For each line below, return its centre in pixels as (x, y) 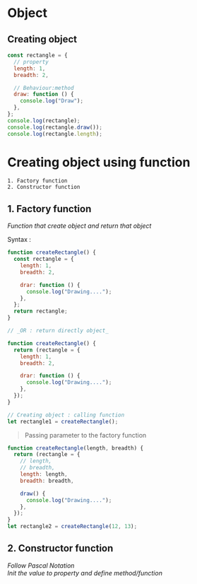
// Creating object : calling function (66, 415)
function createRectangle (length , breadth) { (75, 448)
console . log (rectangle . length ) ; (55, 134)
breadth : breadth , (47, 481)
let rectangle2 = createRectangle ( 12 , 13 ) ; (72, 527)
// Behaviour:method (44, 88)
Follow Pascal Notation (41, 565)
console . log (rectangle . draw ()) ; (55, 127)
